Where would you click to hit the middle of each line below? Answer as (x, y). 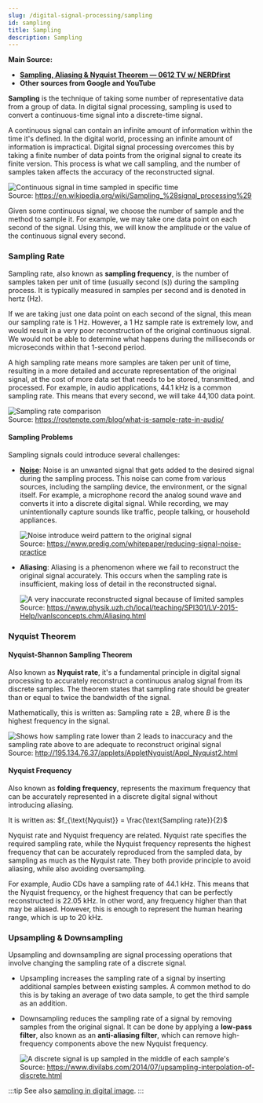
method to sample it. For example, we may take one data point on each (123, 219)
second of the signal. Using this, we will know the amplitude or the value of (130, 228)
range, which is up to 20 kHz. (56, 918)
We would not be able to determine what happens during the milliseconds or (131, 339)
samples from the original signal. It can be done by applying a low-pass (136, 1027)
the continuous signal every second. (67, 236)
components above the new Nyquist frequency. (131, 1044)
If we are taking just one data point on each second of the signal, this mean (130, 313)
